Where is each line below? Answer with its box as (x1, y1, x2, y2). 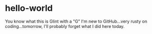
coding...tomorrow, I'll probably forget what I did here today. (5, 23, 125, 29)
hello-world (5, 3, 53, 14)
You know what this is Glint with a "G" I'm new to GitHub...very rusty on (5, 18, 148, 24)
